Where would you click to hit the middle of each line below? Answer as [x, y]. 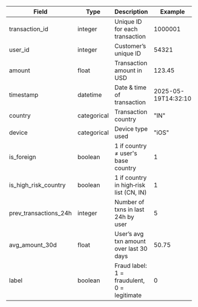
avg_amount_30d [33, 245]
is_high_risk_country [37, 185]
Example [173, 12]
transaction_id [29, 29]
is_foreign [23, 157]
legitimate [128, 295]
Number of [129, 202]
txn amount [130, 241]
